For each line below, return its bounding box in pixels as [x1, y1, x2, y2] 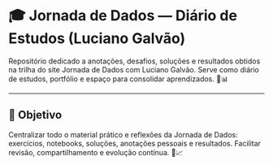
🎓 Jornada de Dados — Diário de [8, 7, 238, 25]
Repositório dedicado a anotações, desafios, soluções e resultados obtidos [8, 56, 261, 66]
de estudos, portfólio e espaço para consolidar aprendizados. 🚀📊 [8, 74, 229, 84]
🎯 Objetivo [8, 108, 63, 122]
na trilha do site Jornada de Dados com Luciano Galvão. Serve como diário [8, 64, 260, 74]
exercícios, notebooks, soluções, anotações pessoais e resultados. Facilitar [8, 138, 262, 148]
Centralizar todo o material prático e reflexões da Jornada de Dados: [8, 129, 238, 139]
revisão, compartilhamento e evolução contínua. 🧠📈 [8, 147, 184, 157]
